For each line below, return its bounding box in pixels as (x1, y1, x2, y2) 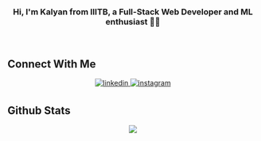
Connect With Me (7, 57, 96, 70)
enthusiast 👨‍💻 (105, 16, 161, 27)
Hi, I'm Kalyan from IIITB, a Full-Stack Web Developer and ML (13, 6, 253, 17)
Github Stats (7, 104, 71, 117)
